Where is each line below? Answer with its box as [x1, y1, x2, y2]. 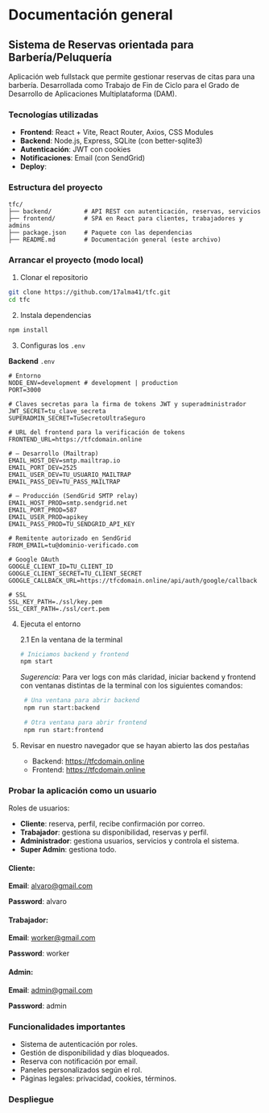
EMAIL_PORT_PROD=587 [8, 506, 78, 514]
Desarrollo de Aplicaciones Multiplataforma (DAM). [8, 89, 177, 98]
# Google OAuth [8, 555, 60, 563]
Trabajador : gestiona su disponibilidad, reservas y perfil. [19, 827, 209, 837]
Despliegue [8, 1094, 54, 1105]
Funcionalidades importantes [8, 1021, 126, 1032]
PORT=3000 [8, 386, 42, 394]
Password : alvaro [8, 897, 67, 906]
